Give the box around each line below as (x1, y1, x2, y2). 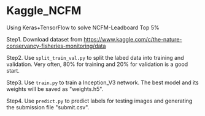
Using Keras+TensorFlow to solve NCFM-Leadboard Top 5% (6, 24, 160, 31)
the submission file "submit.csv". (6, 103, 90, 111)
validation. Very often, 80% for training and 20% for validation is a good (6, 60, 188, 68)
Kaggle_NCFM (6, 4, 82, 18)
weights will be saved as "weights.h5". (6, 85, 104, 92)
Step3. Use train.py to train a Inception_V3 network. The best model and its (6, 79, 199, 86)
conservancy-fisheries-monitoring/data (6, 42, 106, 49)
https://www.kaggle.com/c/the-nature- (83, 35, 182, 43)
